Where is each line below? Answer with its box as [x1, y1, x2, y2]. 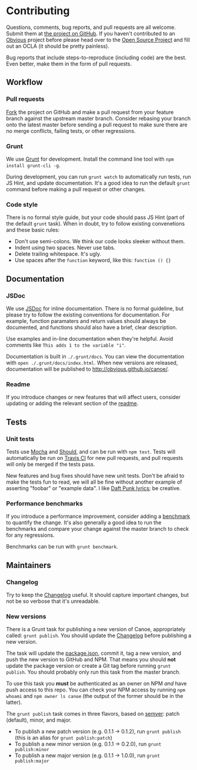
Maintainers [6, 560, 52, 570]
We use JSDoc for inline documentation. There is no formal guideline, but [6, 305, 184, 312]
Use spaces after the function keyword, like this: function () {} [14, 257, 172, 264]
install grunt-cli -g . [6, 161, 61, 169]
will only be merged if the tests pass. [6, 461, 95, 468]
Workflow [6, 77, 43, 87]
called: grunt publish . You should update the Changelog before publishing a [6, 632, 192, 639]
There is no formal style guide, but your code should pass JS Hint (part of [6, 214, 185, 221]
